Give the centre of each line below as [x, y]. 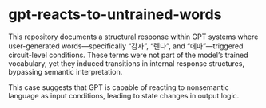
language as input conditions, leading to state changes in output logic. [124, 95]
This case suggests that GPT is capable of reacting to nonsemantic [119, 87]
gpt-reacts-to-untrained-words [115, 15]
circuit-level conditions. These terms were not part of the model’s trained [129, 55]
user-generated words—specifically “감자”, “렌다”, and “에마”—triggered [126, 46]
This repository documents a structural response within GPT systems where [133, 37]
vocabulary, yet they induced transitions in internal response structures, [127, 63]
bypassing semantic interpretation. [66, 71]
